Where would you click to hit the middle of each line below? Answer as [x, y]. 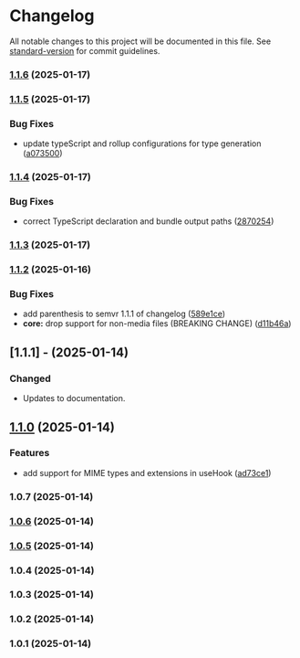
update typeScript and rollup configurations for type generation [142, 143]
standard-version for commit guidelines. [85, 50]
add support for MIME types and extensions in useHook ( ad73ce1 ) [147, 472]
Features [30, 453]
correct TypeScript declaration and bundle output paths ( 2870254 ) [148, 221]
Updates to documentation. [74, 398]
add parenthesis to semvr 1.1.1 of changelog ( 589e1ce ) [124, 314]
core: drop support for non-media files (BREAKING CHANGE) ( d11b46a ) [157, 324]
